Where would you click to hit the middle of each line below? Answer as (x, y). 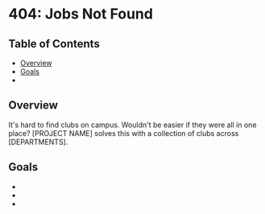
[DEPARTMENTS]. (38, 142)
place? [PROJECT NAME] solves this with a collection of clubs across (124, 133)
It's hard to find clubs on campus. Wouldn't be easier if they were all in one (132, 125)
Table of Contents (54, 44)
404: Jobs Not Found (81, 14)
